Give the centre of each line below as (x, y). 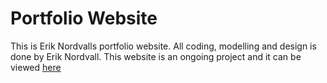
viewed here (36, 67)
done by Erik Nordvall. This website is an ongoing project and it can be (156, 56)
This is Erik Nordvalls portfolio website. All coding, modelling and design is (163, 46)
